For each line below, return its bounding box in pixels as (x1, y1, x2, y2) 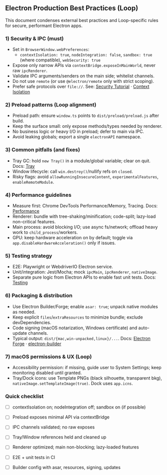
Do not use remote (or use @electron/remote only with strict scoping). (12, 78, 155, 84)
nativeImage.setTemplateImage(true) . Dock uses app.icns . (12, 380, 133, 386)
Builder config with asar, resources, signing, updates (12, 464, 121, 470)
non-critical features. (12, 219, 56, 224)
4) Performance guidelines (5, 191, 72, 198)
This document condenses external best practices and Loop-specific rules (5, 17, 159, 23)
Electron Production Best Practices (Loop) (5, 4, 139, 12)
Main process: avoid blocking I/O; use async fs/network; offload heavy (12, 224, 158, 230)
